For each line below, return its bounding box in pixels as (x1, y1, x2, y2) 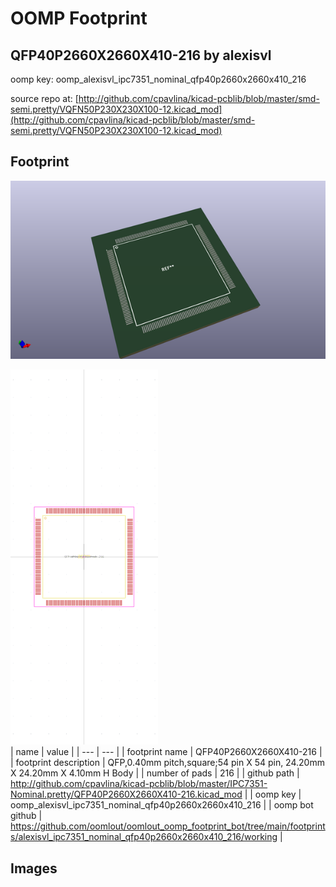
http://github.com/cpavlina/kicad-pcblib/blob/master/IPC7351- (10, 778, 268, 790)
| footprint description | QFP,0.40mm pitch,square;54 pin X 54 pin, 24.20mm (10, 757, 325, 769)
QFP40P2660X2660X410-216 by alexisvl (10, 47, 272, 64)
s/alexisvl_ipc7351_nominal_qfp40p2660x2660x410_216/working (10, 831, 278, 843)
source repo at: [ (10, 93, 79, 104)
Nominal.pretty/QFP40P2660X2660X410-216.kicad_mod (10, 788, 243, 801)
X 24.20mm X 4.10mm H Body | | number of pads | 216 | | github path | (10, 767, 300, 779)
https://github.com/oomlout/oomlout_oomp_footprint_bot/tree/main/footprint (10, 820, 326, 832)
